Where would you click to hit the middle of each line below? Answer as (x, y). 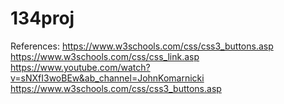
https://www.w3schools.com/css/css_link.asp (105, 56)
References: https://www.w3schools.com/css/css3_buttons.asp (142, 46)
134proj (42, 18)
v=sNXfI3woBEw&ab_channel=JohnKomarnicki (107, 78)
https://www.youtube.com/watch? (80, 67)
